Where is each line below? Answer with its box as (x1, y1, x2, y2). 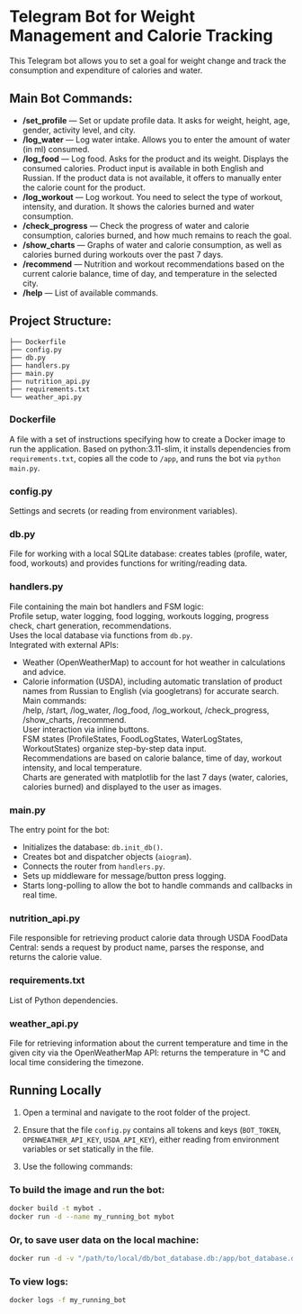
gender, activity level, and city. (22, 124, 137, 135)
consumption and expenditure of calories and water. (9, 65, 203, 76)
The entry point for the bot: (9, 825, 110, 835)
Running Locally (9, 1083, 102, 1099)
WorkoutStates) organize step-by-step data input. (22, 743, 207, 753)
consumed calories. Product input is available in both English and (22, 162, 264, 173)
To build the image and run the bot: (9, 1183, 165, 1196)
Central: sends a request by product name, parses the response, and (9, 942, 265, 953)
